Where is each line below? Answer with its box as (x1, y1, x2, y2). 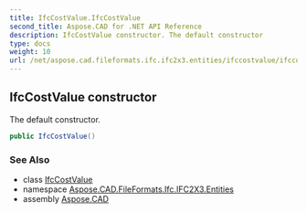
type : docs (9, 38, 51, 48)
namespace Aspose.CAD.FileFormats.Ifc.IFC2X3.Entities (22, 184, 235, 195)
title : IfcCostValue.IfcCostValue (9, 13, 142, 23)
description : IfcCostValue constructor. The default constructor (9, 30, 263, 39)
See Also (9, 153, 50, 165)
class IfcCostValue (22, 174, 93, 185)
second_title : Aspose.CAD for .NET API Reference (9, 22, 203, 31)
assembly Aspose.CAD (22, 193, 110, 204)
